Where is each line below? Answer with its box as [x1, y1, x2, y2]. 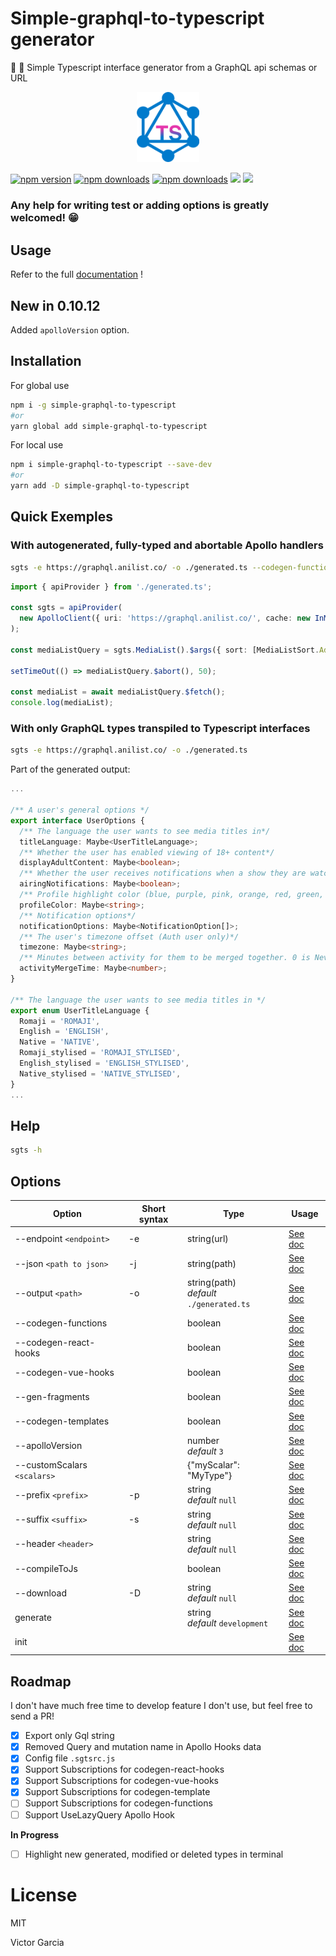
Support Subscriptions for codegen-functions [24, 1797, 213, 1809]
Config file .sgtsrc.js [24, 1752, 116, 1764]
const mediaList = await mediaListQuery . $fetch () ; [10, 687, 226, 697]
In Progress [10, 1828, 60, 1841]
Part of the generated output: [10, 763, 131, 776]
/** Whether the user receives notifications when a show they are [19, 868, 307, 879]
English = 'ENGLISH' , [19, 1027, 110, 1037]
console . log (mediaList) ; [10, 698, 114, 708]
